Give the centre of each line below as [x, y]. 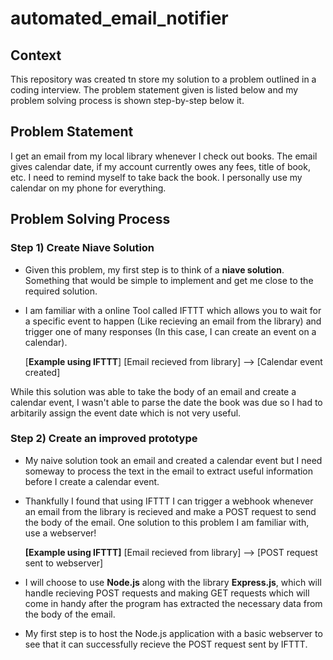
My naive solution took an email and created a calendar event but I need [173, 460]
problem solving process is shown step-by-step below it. [127, 100]
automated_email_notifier [119, 18]
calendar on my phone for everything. [88, 188]
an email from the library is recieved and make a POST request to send [170, 511]
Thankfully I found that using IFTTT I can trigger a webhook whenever [169, 501]
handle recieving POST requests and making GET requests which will [167, 593]
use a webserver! [60, 533]
